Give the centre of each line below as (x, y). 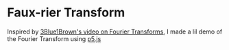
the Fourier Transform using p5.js (54, 38)
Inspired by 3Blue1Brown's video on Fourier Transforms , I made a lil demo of (115, 32)
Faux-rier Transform (66, 13)
